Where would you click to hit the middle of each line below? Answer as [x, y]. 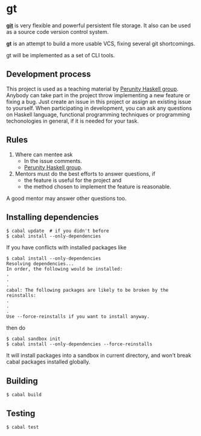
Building [22, 381]
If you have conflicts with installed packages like [66, 248]
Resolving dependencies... [40, 264]
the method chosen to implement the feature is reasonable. [97, 187]
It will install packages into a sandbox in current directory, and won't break [99, 356]
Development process [49, 74]
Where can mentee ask [44, 154]
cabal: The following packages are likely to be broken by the [88, 290]
